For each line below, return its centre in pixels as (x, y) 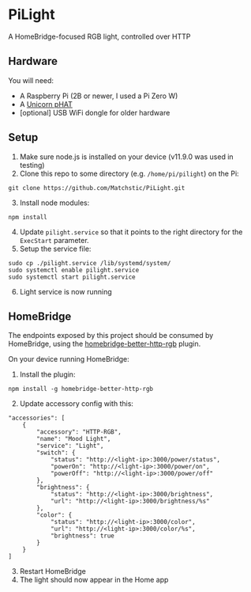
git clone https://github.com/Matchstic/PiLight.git (97, 188)
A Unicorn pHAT (46, 104)
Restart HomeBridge (53, 571)
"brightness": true (82, 536)
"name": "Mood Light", (74, 439)
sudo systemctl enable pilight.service (74, 270)
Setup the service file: (55, 249)
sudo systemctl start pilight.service (72, 277)
